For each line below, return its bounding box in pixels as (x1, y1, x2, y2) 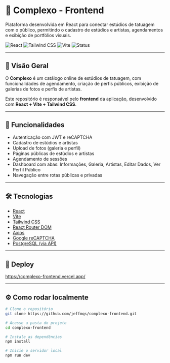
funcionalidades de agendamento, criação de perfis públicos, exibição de (5, 80, 159, 86)
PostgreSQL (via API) (12, 240, 57, 247)
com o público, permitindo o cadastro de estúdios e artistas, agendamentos (5, 26, 163, 33)
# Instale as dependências (5, 334, 62, 340)
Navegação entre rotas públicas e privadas (12, 172, 103, 178)
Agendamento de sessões (12, 156, 67, 162)
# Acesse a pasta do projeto (5, 320, 67, 325)
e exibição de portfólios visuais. (5, 32, 71, 38)
